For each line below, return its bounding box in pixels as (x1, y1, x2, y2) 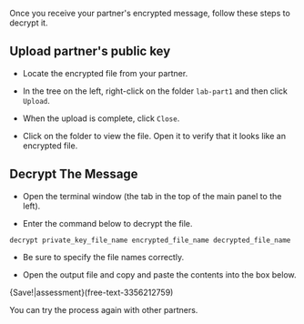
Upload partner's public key (9, 44, 171, 59)
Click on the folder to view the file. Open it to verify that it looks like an (22, 130, 287, 141)
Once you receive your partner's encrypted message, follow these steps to (9, 8, 291, 18)
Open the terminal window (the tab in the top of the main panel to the (22, 190, 282, 201)
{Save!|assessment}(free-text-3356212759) (9, 287, 174, 298)
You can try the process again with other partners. (9, 304, 198, 315)
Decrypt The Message (9, 167, 138, 182)
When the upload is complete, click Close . (22, 113, 180, 124)
